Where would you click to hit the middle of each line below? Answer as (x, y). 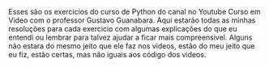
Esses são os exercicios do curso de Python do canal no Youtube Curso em (134, 12)
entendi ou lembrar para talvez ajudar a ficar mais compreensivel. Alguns (130, 37)
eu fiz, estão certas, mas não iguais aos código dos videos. (107, 54)
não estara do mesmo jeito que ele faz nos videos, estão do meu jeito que (132, 46)
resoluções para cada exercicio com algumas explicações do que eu (123, 29)
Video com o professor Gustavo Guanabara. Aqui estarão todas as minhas (132, 20)
